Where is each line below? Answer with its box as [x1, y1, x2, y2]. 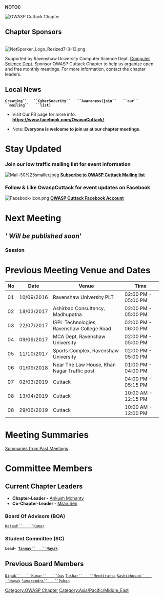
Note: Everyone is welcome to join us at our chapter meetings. [12, 126, 141, 132]
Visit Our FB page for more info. [12, 111, 76, 117]
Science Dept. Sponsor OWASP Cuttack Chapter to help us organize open [5, 61, 154, 67]
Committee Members [5, 463, 93, 474]
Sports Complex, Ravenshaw [53, 347, 119, 354]
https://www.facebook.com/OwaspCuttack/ [12, 116, 104, 122]
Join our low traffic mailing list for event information [5, 160, 131, 167]
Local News [5, 85, 41, 94]
